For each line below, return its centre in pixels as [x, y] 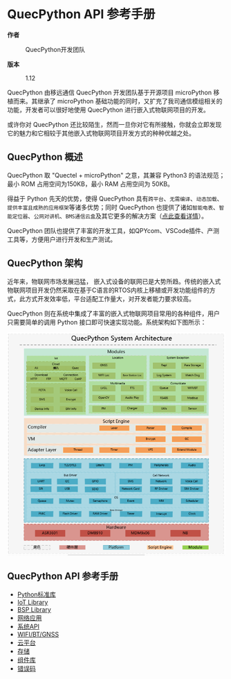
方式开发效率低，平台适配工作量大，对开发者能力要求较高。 [110, 298]
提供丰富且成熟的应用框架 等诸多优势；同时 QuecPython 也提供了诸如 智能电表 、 [113, 207]
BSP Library [34, 609]
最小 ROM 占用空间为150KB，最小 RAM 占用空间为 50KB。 [91, 184]
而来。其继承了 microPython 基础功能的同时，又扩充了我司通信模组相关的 [118, 101]
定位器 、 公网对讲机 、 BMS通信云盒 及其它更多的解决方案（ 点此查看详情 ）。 [110, 216]
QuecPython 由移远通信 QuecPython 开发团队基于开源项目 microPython [110, 92]
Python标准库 [37, 594]
